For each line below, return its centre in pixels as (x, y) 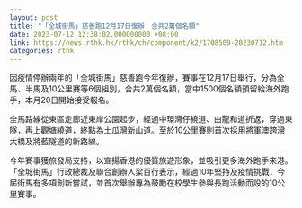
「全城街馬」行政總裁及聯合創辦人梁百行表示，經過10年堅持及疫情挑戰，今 (147, 172)
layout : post (34, 17)
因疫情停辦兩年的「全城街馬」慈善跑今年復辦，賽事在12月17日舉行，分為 (143, 78)
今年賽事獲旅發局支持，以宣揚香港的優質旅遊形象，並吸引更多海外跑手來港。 (151, 160)
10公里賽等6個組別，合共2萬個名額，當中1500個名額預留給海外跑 (169, 89)
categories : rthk (42, 51)
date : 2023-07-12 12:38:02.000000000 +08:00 (94, 34)
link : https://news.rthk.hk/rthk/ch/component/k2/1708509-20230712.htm (146, 43)
